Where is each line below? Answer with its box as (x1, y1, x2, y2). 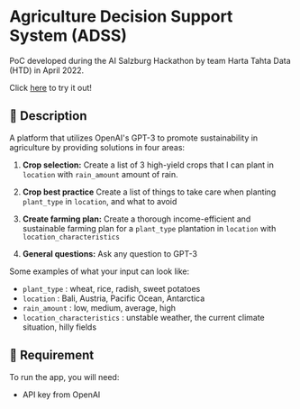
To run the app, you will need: (9, 371, 120, 382)
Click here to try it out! (9, 82, 93, 93)
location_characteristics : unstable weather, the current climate (22, 312, 266, 323)
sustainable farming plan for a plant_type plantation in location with (22, 223, 277, 233)
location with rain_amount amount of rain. (22, 168, 178, 179)
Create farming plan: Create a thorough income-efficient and (22, 214, 251, 224)
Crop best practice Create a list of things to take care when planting (22, 186, 277, 197)
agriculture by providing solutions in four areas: (9, 141, 186, 152)
